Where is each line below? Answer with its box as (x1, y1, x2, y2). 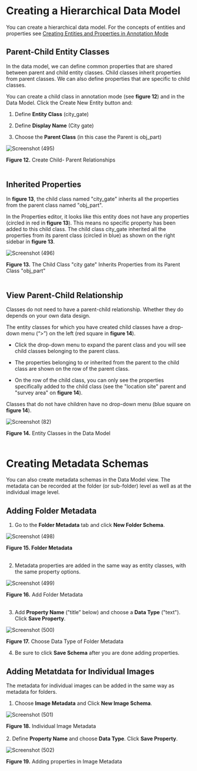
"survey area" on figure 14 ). (14, 389, 83, 396)
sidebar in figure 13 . (6, 238, 55, 245)
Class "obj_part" (6, 267, 46, 274)
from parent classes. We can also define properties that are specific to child (6, 75, 190, 82)
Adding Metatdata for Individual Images (6, 666, 155, 676)
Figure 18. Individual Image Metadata (6, 722, 96, 729)
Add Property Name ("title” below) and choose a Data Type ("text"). (14, 609, 181, 616)
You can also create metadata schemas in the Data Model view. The (6, 476, 171, 483)
